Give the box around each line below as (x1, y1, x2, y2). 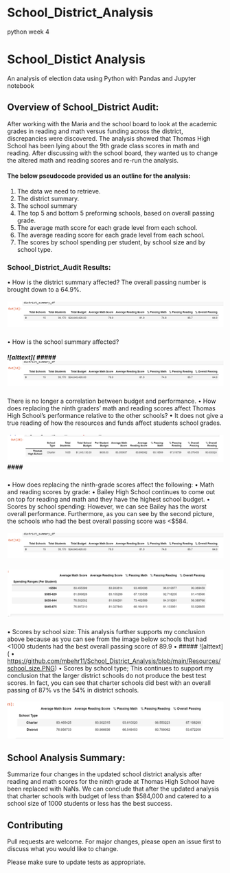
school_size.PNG (7, 664, 55, 672)
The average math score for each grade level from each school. (16, 223, 198, 231)
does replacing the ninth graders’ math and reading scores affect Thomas (7, 404, 216, 412)
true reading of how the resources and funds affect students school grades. (7, 419, 222, 427)
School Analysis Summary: (7, 752, 126, 763)
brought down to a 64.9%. (7, 286, 82, 294)
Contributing (7, 819, 63, 831)
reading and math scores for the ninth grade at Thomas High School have (7, 778, 215, 786)
